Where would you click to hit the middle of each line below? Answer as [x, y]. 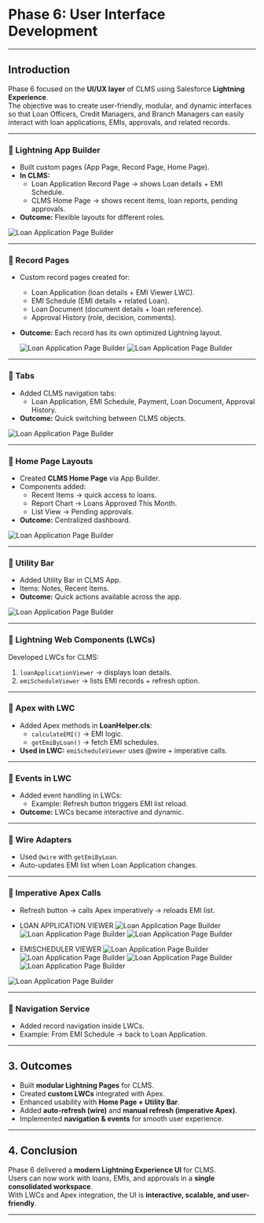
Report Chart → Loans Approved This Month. [104, 503]
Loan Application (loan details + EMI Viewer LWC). [113, 293]
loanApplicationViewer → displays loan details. [95, 672]
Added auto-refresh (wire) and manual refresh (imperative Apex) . [128, 1110]
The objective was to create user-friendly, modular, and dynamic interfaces [130, 105]
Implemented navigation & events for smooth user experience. [121, 1118]
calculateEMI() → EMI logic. [77, 734]
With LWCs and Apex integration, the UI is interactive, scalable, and [119, 1195]
